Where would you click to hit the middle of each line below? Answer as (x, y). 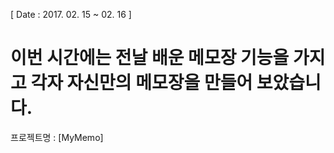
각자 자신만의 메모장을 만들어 (141, 83)
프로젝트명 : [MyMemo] (57, 137)
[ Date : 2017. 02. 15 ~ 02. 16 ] (71, 14)
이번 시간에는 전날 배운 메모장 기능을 (150, 58)
